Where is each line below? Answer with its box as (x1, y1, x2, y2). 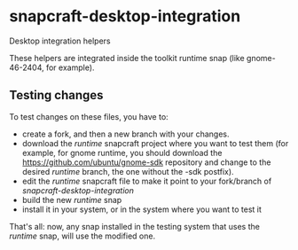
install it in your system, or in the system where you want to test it (21, 204, 262, 215)
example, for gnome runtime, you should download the (21, 147, 223, 158)
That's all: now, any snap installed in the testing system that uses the (9, 221, 260, 231)
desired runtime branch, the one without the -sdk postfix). (21, 166, 234, 176)
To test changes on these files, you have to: (9, 111, 169, 121)
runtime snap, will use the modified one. (9, 230, 156, 241)
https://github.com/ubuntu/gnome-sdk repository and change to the (21, 157, 271, 168)
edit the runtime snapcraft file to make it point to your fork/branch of (21, 176, 272, 186)
